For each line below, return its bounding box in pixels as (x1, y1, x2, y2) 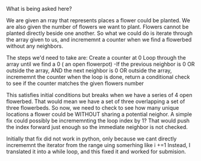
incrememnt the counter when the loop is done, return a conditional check (6, 74, 191, 80)
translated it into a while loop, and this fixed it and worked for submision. (6, 148, 187, 155)
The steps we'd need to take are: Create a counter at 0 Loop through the (6, 54, 187, 61)
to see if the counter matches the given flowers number (6, 80, 144, 87)
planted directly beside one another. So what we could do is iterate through (6, 30, 193, 37)
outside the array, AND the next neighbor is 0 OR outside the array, (6, 67, 172, 74)
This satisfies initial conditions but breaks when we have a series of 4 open (6, 92, 193, 98)
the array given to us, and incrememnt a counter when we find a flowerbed (6, 36, 192, 43)
